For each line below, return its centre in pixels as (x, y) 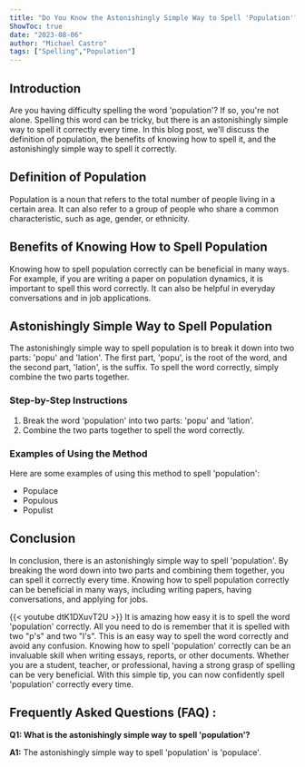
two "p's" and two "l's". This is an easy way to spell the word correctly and (149, 635)
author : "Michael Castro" (58, 43)
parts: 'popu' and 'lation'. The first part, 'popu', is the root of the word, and (148, 358)
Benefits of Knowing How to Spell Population (138, 247)
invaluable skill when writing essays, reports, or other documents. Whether (149, 655)
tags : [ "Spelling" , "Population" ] (73, 52)
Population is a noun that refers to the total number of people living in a (142, 199)
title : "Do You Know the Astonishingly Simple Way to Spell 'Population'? (154, 18)
